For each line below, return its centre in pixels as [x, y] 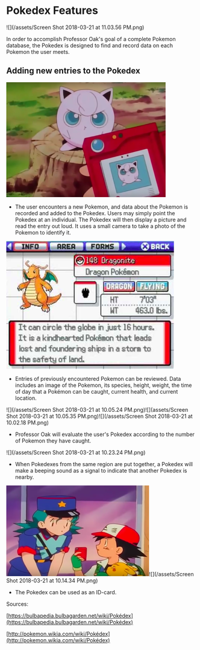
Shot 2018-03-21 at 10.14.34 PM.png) [52, 580]
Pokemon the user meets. [38, 51]
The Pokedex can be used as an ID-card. [66, 592]
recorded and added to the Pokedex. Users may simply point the [95, 213]
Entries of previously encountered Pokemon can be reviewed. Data [98, 379]
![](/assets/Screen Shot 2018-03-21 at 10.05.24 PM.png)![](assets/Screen [97, 409]
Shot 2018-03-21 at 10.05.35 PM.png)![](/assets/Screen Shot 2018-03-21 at [99, 416]
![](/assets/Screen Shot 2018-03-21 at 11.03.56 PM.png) [75, 27]
